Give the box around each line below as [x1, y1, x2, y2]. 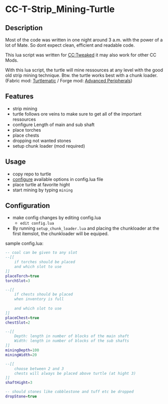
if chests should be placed [14, 292, 73, 297]
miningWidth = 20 [5, 352, 37, 357]
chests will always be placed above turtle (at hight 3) [14, 371, 136, 376]
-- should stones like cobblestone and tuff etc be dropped [5, 389, 134, 394]
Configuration [5, 201, 50, 210]
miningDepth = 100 [5, 348, 39, 353]
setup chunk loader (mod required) [12, 143, 86, 149]
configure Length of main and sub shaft [12, 122, 95, 128]
